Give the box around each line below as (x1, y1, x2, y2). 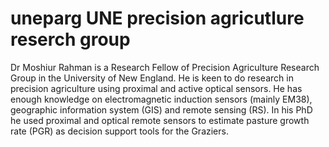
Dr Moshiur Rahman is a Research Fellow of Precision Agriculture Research (10, 61, 320, 73)
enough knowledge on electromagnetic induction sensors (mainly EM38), (10, 93, 313, 105)
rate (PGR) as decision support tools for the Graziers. (10, 125, 229, 137)
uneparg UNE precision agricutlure (10, 7, 305, 30)
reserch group (10, 28, 131, 51)
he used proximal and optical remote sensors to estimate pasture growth (10, 114, 310, 126)
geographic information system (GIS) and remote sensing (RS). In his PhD (10, 103, 313, 116)
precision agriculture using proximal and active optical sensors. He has (10, 82, 303, 94)
